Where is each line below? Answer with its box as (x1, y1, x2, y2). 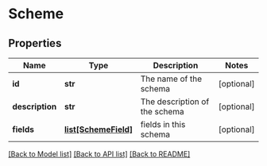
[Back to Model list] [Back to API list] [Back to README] (8, 149, 191, 159)
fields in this (140, 119, 186, 129)
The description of (140, 96, 210, 107)
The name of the (140, 73, 203, 84)
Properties (8, 37, 62, 50)
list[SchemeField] (64, 124, 133, 135)
